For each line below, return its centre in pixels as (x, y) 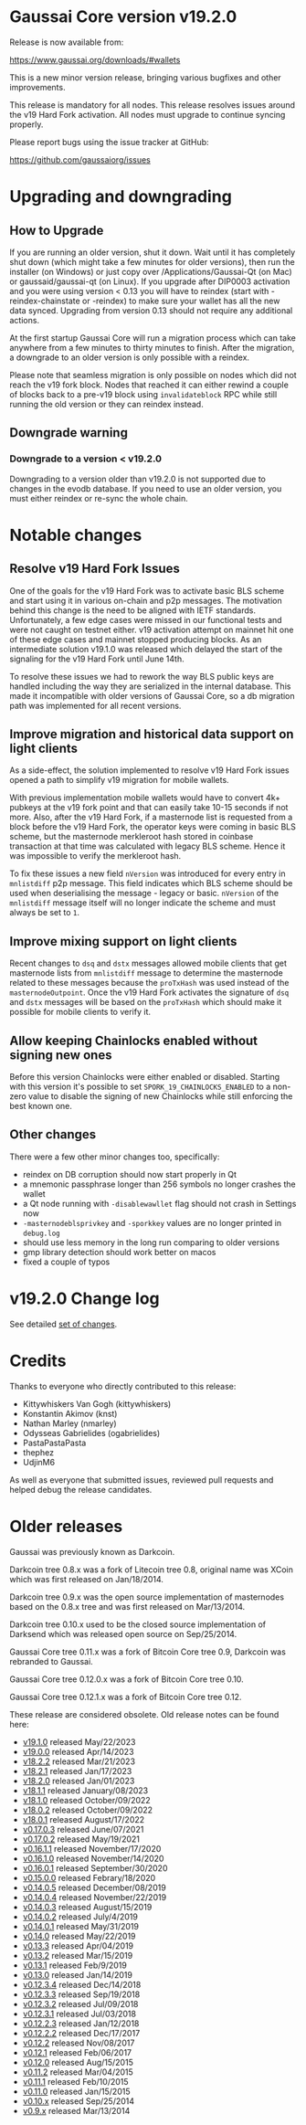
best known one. (41, 1106)
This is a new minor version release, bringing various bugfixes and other (145, 77)
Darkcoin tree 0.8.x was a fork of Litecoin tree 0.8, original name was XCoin (152, 1570)
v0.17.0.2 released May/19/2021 (81, 1839)
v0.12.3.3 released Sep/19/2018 (81, 1994)
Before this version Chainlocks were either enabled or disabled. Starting (145, 1077)
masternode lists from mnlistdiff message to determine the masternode (146, 973)
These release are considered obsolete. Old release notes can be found (144, 1714)
